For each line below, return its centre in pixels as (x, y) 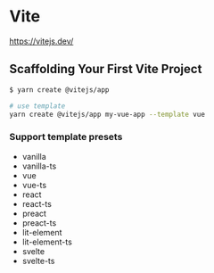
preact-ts (39, 223)
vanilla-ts (39, 166)
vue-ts (34, 185)
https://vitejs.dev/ (41, 41)
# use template (37, 106)
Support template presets (66, 137)
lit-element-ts (47, 242)
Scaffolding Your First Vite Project (106, 69)
